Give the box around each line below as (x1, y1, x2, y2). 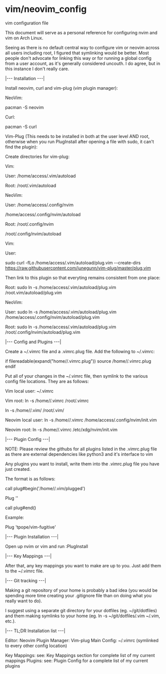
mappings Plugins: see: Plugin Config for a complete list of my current (5, 658, 148, 664)
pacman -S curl (5, 124, 37, 130)
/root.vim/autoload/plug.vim (5, 289, 62, 295)
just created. (5, 466, 31, 472)
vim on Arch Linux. (5, 35, 44, 41)
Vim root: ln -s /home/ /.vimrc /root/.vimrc (5, 398, 89, 404)
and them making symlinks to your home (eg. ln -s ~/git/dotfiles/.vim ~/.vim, (5, 613, 160, 619)
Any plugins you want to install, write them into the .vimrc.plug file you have (5, 461, 160, 467)
